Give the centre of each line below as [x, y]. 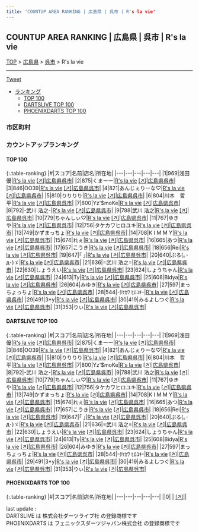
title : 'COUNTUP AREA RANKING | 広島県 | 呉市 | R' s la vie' [81, 12]
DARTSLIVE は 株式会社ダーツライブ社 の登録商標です [72, 515]
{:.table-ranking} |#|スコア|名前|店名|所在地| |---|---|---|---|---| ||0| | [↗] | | [97, 496]
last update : [21, 508]
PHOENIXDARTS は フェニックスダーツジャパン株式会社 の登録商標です [93, 523]
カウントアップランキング [42, 145]
